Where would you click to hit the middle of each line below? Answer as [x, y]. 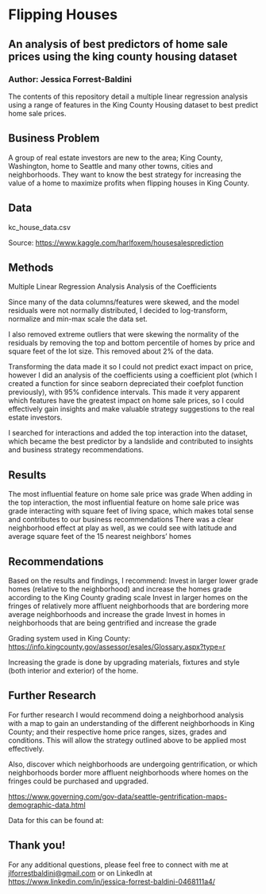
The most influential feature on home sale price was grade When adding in [130, 494]
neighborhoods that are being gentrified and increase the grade [112, 623]
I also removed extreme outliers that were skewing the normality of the [124, 334]
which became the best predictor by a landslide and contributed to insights [131, 441]
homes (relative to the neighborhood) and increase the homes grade [120, 589]
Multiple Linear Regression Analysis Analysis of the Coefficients [112, 287]
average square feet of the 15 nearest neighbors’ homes [100, 537]
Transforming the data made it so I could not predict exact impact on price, [131, 367]
